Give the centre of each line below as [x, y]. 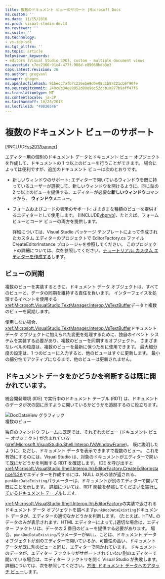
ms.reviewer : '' [22, 28]
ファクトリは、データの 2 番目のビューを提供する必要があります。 [82, 528]
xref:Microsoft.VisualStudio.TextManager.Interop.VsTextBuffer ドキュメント [81, 328]
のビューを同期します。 [29, 311]
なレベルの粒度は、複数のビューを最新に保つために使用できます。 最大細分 [81, 347]
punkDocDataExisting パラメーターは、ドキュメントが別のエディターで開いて [82, 480]
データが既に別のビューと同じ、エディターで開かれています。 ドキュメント [81, 547]
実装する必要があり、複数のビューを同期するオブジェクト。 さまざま [88, 341]
